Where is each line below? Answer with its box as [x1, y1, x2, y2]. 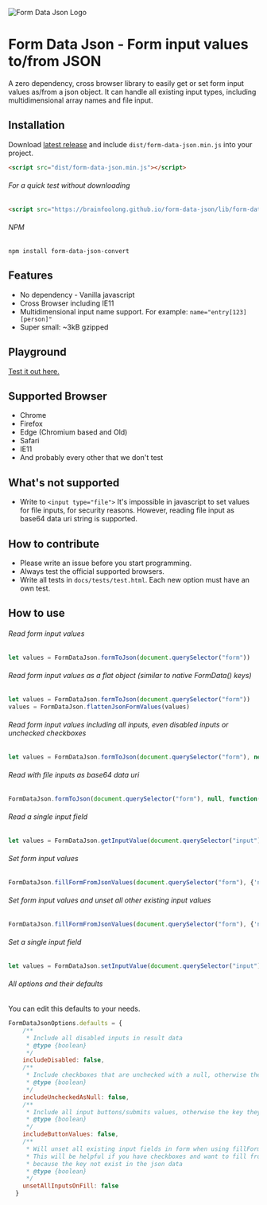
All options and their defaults [8, 979, 103, 989]
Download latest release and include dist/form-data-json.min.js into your [8, 139, 253, 149]
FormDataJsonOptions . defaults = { [8, 1020, 123, 1028]
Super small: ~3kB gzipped [19, 322, 109, 332]
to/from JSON [8, 53, 102, 71]
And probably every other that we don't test [19, 453, 164, 462]
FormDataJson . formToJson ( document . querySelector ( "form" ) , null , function [8, 794, 258, 803]
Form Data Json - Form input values [8, 36, 249, 53]
